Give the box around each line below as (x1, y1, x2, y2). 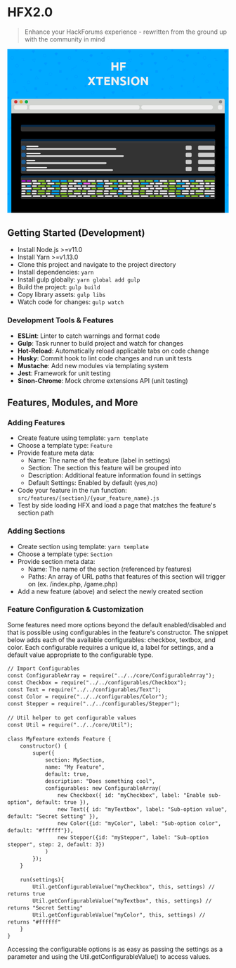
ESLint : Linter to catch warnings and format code (17, 332, 160, 340)
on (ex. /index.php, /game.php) (27, 579, 118, 588)
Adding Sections (7, 526, 65, 536)
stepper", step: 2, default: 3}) (7, 841, 105, 848)
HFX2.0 (7, 4, 53, 20)
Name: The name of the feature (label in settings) (27, 456, 171, 465)
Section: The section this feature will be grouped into (27, 464, 181, 472)
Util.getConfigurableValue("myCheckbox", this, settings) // (32, 883, 216, 891)
